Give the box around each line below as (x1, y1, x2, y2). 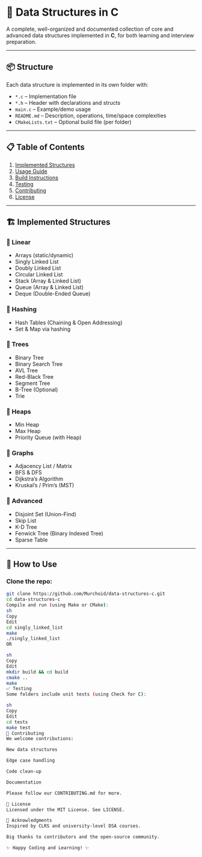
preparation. (6, 38, 37, 45)
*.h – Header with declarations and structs (14, 99, 121, 106)
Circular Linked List (14, 271, 63, 278)
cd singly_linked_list (6, 625, 63, 631)
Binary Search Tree (14, 360, 63, 367)
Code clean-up (6, 768, 42, 774)
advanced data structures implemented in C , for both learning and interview (6, 31, 194, 39)
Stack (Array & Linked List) (14, 277, 81, 285)
